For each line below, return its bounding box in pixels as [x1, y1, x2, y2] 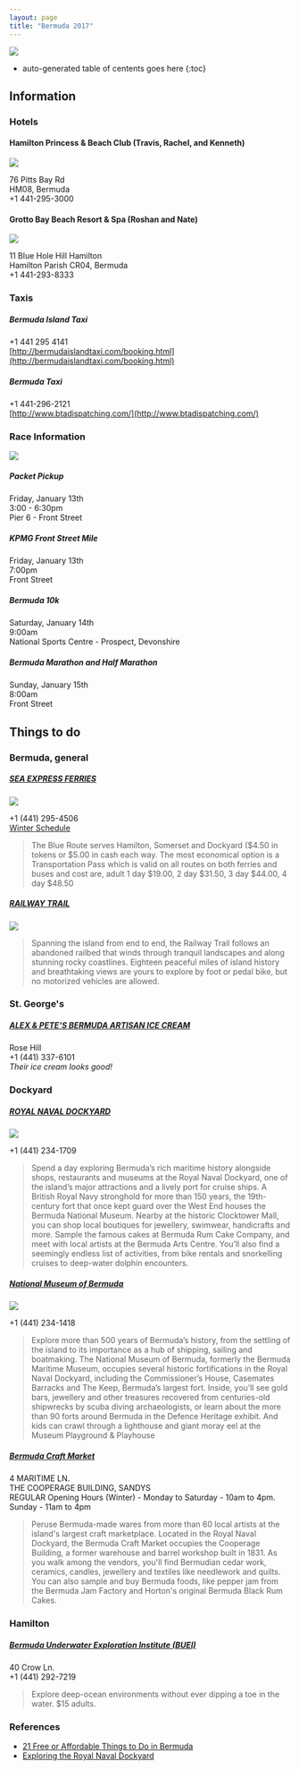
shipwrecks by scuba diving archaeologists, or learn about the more [30, 1401, 281, 1412]
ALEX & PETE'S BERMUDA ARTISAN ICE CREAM [9, 1020, 191, 1031]
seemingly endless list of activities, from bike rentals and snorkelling [30, 1248, 283, 1259]
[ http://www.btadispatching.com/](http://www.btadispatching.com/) [9, 408, 259, 419]
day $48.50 [30, 878, 74, 889]
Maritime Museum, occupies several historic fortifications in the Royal [30, 1364, 288, 1374]
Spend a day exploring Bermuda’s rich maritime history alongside [30, 1162, 271, 1173]
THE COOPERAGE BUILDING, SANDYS [9, 1483, 152, 1493]
